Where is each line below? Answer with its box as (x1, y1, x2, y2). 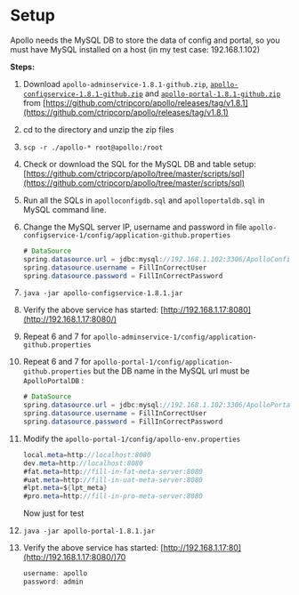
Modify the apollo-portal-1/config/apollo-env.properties (22, 433, 241, 444)
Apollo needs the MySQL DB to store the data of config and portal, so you (10, 35, 280, 45)
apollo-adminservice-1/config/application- (93, 333, 257, 342)
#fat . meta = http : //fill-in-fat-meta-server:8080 (22, 467, 203, 476)
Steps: (10, 61, 35, 72)
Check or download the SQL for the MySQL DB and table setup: (22, 158, 256, 169)
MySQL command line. (22, 204, 107, 214)
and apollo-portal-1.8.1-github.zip (144, 88, 281, 99)
